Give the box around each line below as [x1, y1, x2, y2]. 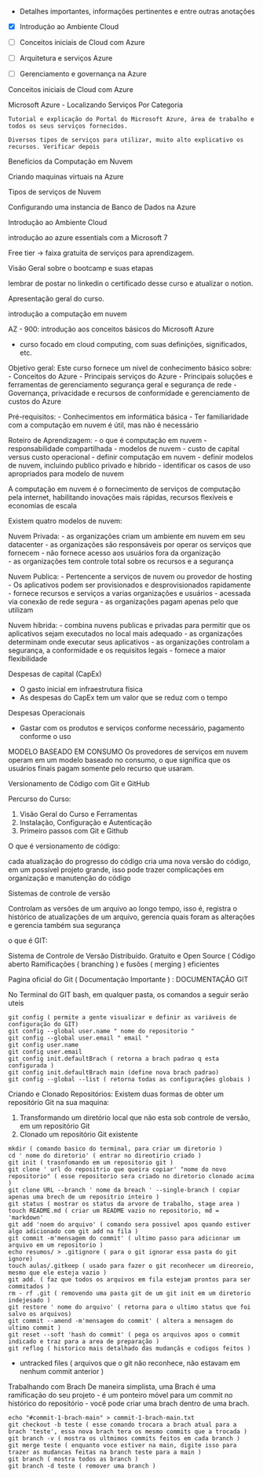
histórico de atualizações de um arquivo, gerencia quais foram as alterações [8, 912, 255, 922]
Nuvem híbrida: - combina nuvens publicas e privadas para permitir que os [8, 621, 251, 630]
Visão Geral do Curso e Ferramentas [19, 810, 138, 819]
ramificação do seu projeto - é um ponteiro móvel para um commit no [8, 1391, 233, 1400]
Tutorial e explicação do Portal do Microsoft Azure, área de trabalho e [8, 116, 255, 124]
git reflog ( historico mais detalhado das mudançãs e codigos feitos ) [8, 1345, 251, 1353]
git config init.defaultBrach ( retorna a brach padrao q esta [8, 1055, 220, 1063]
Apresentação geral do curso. [8, 294, 104, 304]
